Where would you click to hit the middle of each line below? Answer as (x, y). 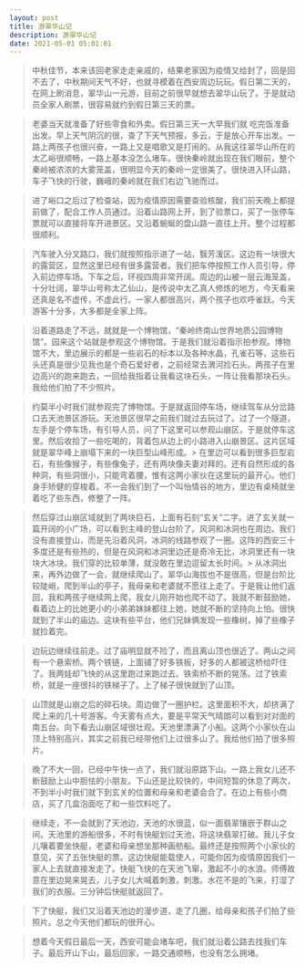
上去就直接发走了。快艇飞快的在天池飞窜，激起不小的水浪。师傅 (168, 868)
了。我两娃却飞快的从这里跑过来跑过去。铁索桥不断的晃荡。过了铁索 (159, 674)
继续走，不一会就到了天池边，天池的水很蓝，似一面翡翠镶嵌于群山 (155, 823)
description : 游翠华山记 (53, 35)
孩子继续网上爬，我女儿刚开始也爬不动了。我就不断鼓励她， (183, 598)
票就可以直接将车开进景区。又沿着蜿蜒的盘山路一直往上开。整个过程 (159, 224)
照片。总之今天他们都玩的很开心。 (96, 922)
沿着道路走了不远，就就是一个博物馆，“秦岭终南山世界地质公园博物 (157, 330)
